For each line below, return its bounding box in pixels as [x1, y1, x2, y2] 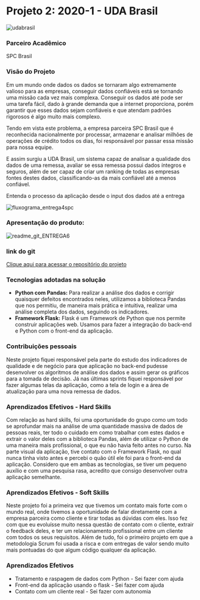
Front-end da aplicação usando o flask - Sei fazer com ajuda [14, 581, 164, 589]
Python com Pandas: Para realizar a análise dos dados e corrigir [14, 289, 174, 297]
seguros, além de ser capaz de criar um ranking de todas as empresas [6, 167, 180, 175]
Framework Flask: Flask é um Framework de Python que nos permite [14, 315, 186, 322]
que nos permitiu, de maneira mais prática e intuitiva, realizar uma [14, 302, 177, 309]
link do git [6, 247, 36, 255]
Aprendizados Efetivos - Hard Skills [6, 403, 112, 411]
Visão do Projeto [6, 68, 56, 76]
